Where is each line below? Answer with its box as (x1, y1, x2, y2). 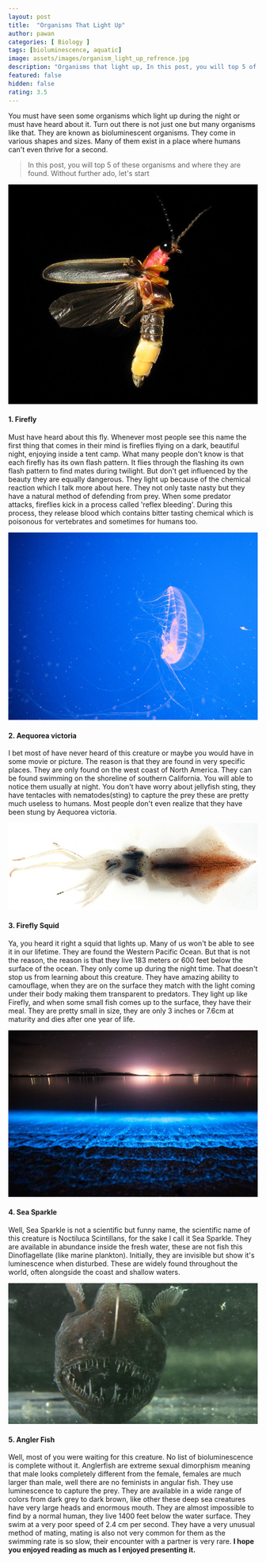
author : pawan (8, 29, 55, 37)
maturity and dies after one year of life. (8, 1014, 135, 1023)
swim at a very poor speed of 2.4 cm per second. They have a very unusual (8, 1520, 256, 1529)
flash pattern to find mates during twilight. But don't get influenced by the (8, 466, 248, 476)
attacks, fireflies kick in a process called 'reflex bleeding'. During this (8, 500, 233, 509)
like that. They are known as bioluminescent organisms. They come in (8, 128, 236, 137)
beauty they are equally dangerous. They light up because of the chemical (8, 474, 251, 484)
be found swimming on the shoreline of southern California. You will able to (8, 773, 253, 783)
